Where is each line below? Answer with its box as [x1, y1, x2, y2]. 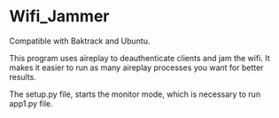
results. [9, 71, 37, 82]
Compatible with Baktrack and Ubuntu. [9, 35, 151, 46]
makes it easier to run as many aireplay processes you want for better [9, 62, 264, 73]
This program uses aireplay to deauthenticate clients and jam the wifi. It [9, 52, 270, 63]
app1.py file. [9, 98, 53, 108]
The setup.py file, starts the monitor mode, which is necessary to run [9, 89, 261, 99]
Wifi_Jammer [9, 6, 110, 27]
